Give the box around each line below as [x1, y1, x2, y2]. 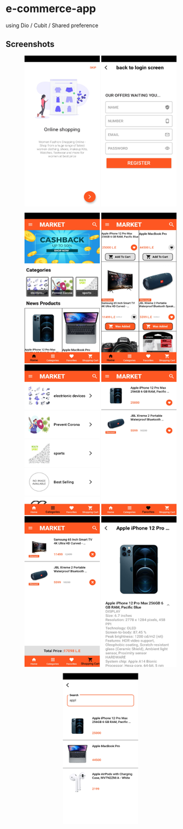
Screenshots [5, 39, 55, 49]
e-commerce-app [5, 2, 96, 16]
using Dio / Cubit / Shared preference [5, 22, 99, 29]
